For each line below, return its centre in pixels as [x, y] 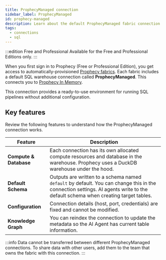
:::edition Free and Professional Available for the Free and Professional [77, 51]
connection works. [24, 130]
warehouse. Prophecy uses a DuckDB [93, 162]
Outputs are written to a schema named [96, 177]
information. [64, 230]
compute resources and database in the [96, 156]
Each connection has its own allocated [94, 150]
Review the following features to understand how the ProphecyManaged [79, 124]
